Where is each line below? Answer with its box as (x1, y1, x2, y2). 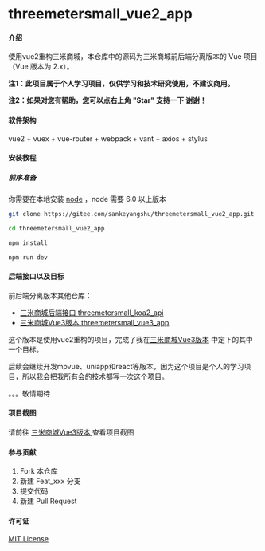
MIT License (8, 534, 49, 544)
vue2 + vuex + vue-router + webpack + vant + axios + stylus (8, 133, 208, 144)
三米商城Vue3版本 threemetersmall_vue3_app (19, 317, 170, 327)
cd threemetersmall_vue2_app (8, 225, 105, 233)
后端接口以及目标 (8, 272, 64, 281)
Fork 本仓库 (19, 466, 58, 476)
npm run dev (8, 253, 48, 262)
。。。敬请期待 (8, 388, 50, 398)
